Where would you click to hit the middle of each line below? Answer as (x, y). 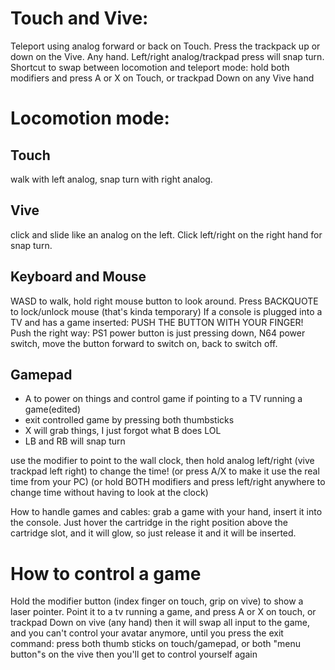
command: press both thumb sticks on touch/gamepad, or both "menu (156, 644)
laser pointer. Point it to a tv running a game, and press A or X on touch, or (163, 612)
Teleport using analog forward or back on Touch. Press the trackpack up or (165, 46)
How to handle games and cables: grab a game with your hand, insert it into (166, 512)
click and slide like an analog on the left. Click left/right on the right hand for (166, 234)
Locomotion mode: (90, 118)
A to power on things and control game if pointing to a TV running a (163, 399)
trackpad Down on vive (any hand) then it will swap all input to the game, (160, 623)
